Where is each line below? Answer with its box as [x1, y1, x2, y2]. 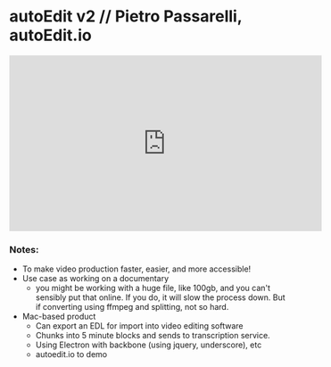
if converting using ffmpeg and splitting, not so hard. [35, 302, 229, 313]
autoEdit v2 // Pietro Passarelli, [9, 6, 243, 27]
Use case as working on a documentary [21, 273, 170, 284]
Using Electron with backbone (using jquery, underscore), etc [35, 339, 262, 350]
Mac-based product [21, 311, 96, 322]
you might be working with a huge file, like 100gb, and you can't [35, 283, 270, 294]
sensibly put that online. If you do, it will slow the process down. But [35, 292, 285, 303]
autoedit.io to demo [35, 349, 108, 360]
